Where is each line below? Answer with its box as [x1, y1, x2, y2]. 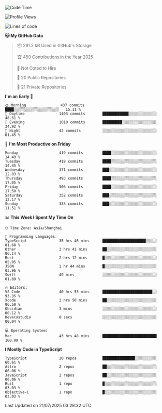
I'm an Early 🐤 [5, 94, 33, 99]
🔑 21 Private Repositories [16, 84, 67, 90]
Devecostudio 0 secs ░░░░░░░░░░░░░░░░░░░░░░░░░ [5, 315, 157, 320]
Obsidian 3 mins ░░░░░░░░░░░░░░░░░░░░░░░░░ [5, 306, 157, 311]
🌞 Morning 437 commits [5, 103, 85, 108]
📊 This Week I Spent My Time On [5, 215, 74, 220]
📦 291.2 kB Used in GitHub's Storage [16, 43, 92, 48]
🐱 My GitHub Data [5, 33, 44, 38]
